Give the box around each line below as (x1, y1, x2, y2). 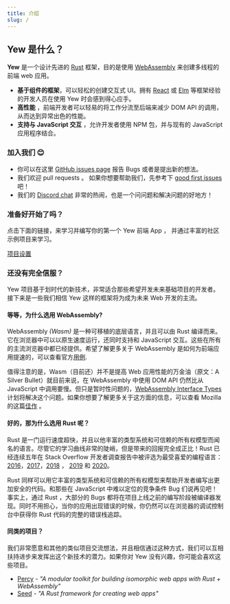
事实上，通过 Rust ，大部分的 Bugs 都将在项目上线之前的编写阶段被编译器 (7, 493, 216, 501)
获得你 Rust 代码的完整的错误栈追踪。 (19, 510, 126, 518)
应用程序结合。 (16, 129, 60, 137)
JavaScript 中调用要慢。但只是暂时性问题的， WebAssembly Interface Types (7, 385, 222, 393)
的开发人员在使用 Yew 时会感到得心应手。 (16, 95, 135, 103)
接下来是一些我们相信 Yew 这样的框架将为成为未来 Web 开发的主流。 (7, 294, 201, 302)
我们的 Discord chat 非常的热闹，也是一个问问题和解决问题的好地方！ (16, 190, 214, 199)
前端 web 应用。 (7, 71, 53, 80)
